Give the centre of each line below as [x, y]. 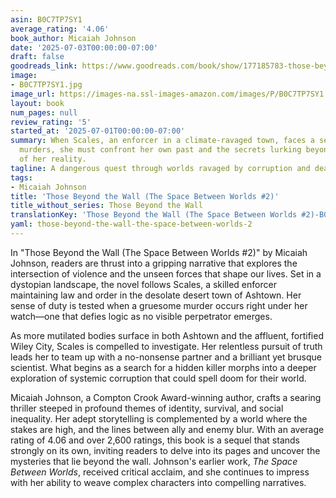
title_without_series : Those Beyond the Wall [106, 206]
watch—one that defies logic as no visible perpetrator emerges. [141, 316]
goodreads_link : [44, 66]
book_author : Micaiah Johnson [73, 38]
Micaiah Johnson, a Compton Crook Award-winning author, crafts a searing [166, 397]
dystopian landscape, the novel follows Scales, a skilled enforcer [143, 284]
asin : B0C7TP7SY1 [46, 19]
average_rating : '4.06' [60, 29]
